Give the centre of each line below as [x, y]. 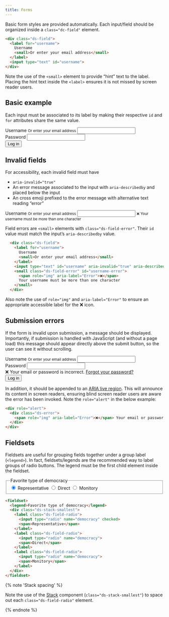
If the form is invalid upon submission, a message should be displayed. [78, 333]
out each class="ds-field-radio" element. [50, 600]
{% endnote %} [21, 610]
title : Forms [19, 10]
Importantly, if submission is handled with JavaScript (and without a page [81, 338]
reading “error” [28, 203]
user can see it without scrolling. [39, 349]
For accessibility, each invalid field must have [52, 172]
